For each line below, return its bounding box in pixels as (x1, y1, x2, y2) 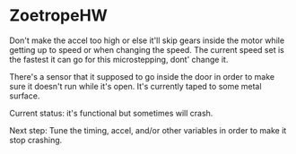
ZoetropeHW (9, 5, 108, 26)
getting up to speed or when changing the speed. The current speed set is (9, 44, 284, 55)
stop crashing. (9, 134, 63, 145)
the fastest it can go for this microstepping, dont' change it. (9, 54, 229, 64)
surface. (9, 90, 40, 101)
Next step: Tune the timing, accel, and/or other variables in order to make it (9, 124, 287, 135)
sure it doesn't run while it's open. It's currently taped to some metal (9, 81, 262, 91)
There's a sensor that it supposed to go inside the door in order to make (9, 71, 275, 81)
